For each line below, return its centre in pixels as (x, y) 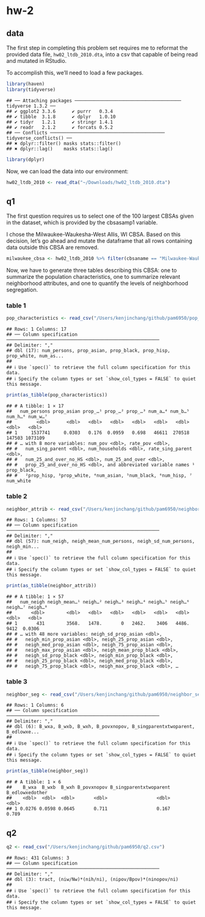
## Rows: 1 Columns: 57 (37, 520)
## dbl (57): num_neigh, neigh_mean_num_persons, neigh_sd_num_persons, (101, 542)
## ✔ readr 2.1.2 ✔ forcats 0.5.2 (60, 127)
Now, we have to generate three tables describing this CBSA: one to (92, 270)
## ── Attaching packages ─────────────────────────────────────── (94, 101)
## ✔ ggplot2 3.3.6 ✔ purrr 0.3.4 (60, 111)
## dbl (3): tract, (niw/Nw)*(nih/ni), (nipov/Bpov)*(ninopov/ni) (92, 880)
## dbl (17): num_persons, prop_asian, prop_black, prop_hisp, (88, 351)
